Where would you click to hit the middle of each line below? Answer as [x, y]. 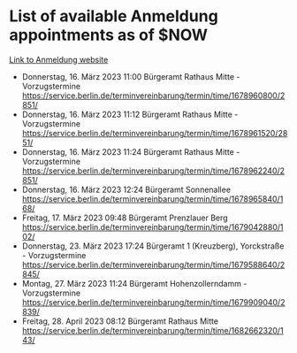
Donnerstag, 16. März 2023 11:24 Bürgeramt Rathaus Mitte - [131, 151]
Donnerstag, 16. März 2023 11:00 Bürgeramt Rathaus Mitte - [131, 76]
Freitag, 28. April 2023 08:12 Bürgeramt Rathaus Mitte [120, 321]
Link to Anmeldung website [59, 59]
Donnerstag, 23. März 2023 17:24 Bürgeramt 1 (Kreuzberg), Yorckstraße [153, 246]
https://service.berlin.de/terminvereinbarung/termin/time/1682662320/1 [153, 330]
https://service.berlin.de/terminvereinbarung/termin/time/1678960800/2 [153, 96]
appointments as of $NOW [109, 35]
